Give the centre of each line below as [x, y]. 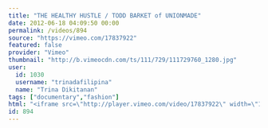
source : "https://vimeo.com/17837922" [73, 38]
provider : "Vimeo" [39, 52]
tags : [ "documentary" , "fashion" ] [64, 97]
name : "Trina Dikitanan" [57, 89]
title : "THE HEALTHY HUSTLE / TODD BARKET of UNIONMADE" [105, 16]
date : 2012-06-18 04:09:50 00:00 [64, 23]
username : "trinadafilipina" [64, 82]
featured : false [35, 45]
